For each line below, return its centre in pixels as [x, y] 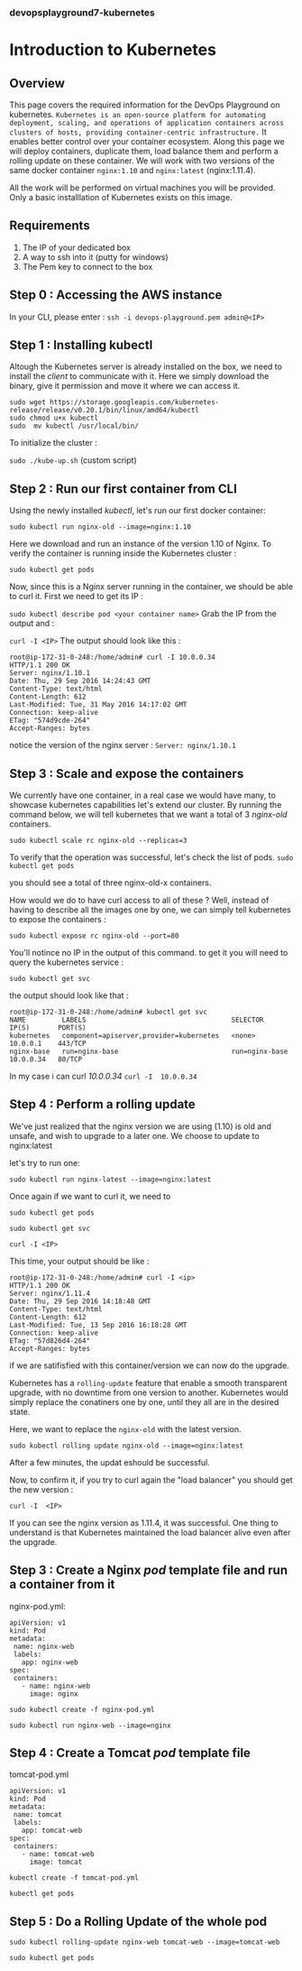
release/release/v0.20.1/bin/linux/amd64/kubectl [105, 411]
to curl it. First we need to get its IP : [76, 597]
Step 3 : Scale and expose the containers [127, 773]
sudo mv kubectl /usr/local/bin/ [74, 426]
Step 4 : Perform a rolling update [102, 1104]
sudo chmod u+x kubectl [54, 418]
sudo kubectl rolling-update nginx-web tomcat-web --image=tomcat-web [145, 1942]
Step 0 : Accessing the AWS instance [116, 295]
